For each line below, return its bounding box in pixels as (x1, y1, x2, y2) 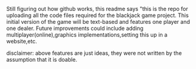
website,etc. (6, 38, 37, 45)
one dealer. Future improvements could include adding (6, 24, 143, 32)
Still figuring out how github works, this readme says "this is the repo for (6, 5, 188, 12)
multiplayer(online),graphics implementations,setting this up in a (6, 31, 168, 38)
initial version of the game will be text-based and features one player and (6, 18, 191, 25)
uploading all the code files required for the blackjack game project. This (6, 12, 189, 19)
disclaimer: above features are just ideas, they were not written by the (6, 49, 182, 57)
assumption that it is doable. (6, 56, 78, 63)
